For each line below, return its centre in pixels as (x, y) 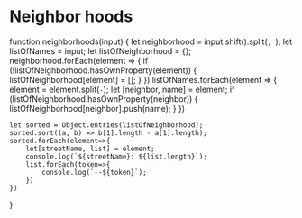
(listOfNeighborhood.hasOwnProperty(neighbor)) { (104, 99)
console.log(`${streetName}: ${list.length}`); (116, 156)
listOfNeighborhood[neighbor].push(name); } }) (97, 108)
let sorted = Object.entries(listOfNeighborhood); (106, 125)
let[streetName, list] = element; (90, 149)
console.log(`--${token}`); (94, 172)
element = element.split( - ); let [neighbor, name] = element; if (122, 89)
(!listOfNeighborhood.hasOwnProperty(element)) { (103, 70)
